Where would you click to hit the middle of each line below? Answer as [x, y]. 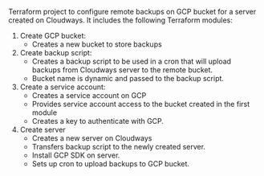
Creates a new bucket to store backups [97, 44]
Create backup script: [56, 53]
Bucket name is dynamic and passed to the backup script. [128, 78]
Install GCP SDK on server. [76, 155]
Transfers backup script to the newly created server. [119, 147]
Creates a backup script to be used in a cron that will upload [131, 61]
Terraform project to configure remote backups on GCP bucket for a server [132, 12]
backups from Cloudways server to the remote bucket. [122, 70]
